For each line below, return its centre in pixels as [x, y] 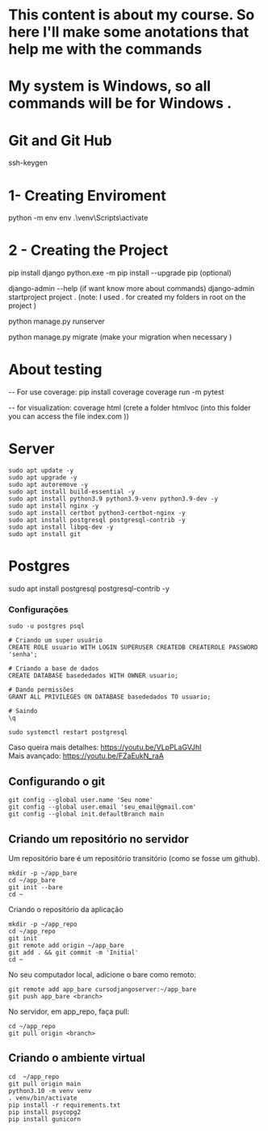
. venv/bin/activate [43, 1098]
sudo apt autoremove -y [48, 485]
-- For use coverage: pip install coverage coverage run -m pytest [116, 392]
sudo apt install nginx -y [54, 506]
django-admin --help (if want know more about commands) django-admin [132, 289]
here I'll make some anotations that [129, 32]
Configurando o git [57, 781]
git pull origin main [45, 1084]
